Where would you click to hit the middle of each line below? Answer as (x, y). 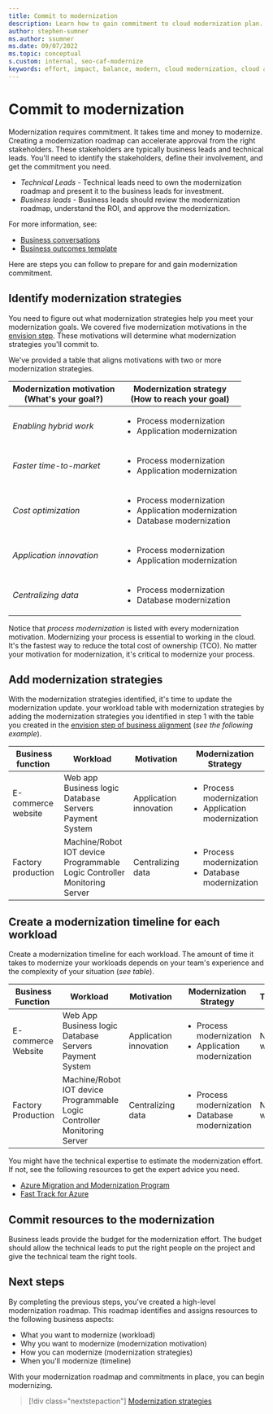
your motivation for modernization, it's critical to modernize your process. (132, 654)
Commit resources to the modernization (112, 1220)
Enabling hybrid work (53, 426)
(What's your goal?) (64, 398)
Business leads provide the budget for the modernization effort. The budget (135, 1239)
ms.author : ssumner (41, 39)
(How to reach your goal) (180, 398)
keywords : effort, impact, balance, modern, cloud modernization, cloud (134, 69)
